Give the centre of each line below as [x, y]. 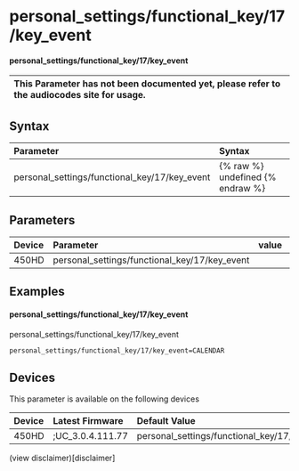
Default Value [166, 421]
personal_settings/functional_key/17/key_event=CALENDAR [117, 350]
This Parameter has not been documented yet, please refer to [147, 84]
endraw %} [242, 189]
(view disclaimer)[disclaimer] [62, 458]
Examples [37, 292]
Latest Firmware [88, 421]
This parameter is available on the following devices [105, 399]
